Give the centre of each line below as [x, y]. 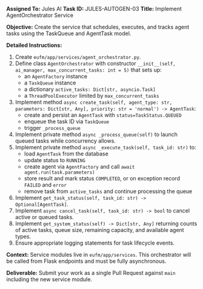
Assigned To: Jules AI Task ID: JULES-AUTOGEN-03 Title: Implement [94, 9]
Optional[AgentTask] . [42, 204]
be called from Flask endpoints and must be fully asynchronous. [86, 261]
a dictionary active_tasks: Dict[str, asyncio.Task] [90, 89]
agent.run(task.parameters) [59, 172]
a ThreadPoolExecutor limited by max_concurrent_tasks [92, 96]
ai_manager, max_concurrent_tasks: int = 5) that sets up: [88, 70]
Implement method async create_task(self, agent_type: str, [94, 102]
